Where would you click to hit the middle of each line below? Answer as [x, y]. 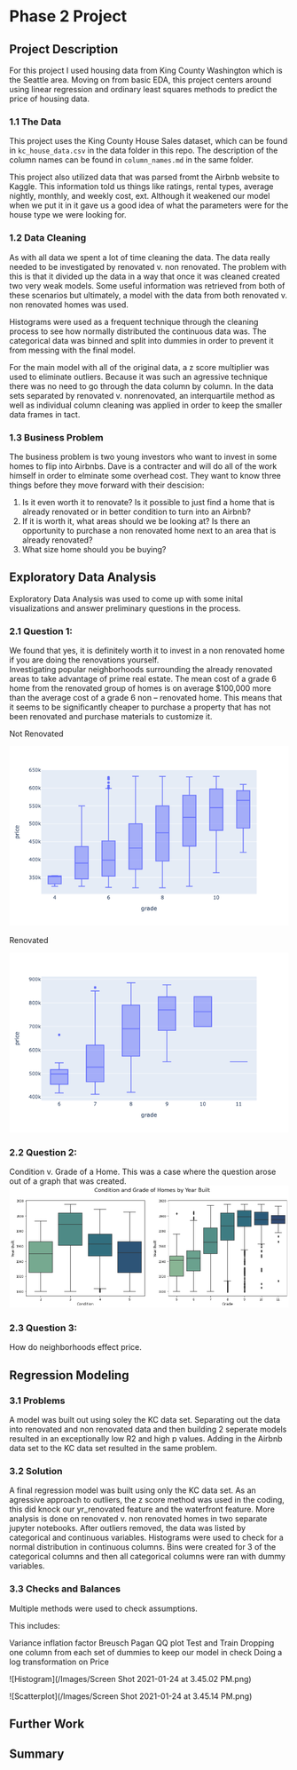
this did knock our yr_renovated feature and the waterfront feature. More [142, 1509]
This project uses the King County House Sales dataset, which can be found [148, 141]
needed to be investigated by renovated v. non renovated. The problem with [148, 266]
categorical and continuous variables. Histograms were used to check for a [146, 1537]
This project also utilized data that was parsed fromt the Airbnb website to [145, 177]
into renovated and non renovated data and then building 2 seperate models [148, 1429]
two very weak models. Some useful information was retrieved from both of [147, 285]
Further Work [47, 1724]
